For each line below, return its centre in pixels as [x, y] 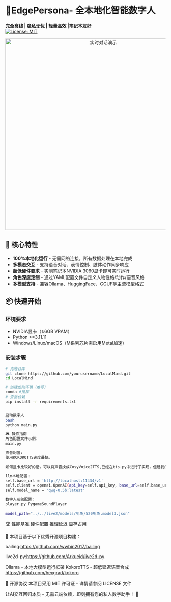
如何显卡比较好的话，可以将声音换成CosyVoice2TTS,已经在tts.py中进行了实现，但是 [83, 467]
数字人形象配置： [21, 500]
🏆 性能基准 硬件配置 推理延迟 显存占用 [46, 524]
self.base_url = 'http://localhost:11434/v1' [54, 481]
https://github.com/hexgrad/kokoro [42, 572]
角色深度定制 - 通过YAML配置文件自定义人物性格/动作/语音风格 [78, 277]
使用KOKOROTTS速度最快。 [29, 457]
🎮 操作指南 [16, 434]
